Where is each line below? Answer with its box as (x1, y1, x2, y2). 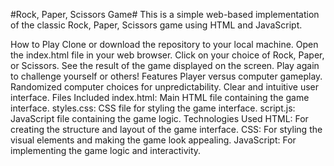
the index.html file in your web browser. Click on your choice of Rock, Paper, (10, 49, 325, 61)
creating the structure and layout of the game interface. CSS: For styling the (10, 124, 323, 135)
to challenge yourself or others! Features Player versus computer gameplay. (10, 70, 323, 82)
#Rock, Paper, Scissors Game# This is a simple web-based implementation (10, 9, 320, 20)
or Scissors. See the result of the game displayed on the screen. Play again (10, 60, 320, 71)
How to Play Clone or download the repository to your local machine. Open (10, 39, 319, 50)
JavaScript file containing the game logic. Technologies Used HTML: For (10, 113, 309, 124)
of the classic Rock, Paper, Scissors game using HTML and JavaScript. (10, 19, 303, 31)
